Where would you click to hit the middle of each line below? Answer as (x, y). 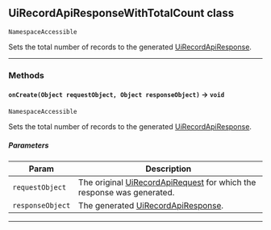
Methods (26, 75)
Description (169, 169)
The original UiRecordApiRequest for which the (167, 182)
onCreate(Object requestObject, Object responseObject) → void (117, 94)
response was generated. (126, 192)
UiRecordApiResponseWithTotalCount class (121, 13)
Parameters (29, 145)
